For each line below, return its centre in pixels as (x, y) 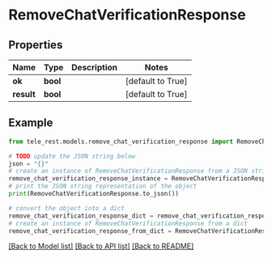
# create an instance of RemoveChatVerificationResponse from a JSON (128, 171)
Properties (36, 45)
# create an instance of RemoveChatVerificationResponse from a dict (128, 223)
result (24, 94)
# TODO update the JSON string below (72, 156)
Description (94, 68)
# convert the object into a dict (67, 208)
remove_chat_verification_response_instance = (88, 179)
